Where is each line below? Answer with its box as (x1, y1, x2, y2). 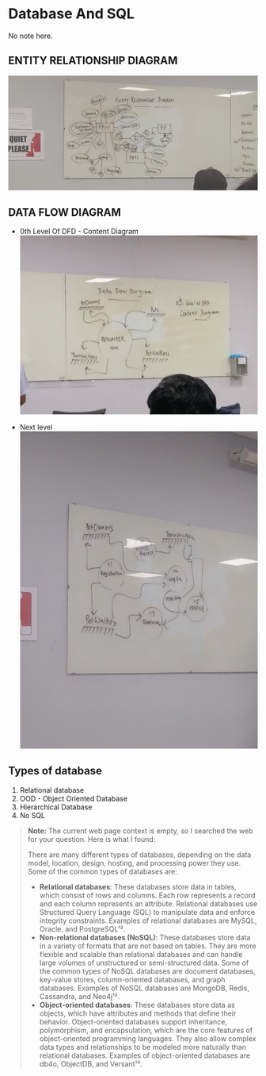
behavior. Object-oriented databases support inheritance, (39, 1016, 228, 1026)
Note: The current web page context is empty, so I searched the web (27, 826, 253, 836)
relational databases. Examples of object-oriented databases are (39, 1051, 251, 1060)
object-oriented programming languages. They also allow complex (39, 1033, 256, 1043)
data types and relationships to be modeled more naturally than (39, 1042, 247, 1051)
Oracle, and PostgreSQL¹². (39, 924, 126, 933)
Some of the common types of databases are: (27, 867, 178, 876)
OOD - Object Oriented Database (19, 794, 128, 803)
